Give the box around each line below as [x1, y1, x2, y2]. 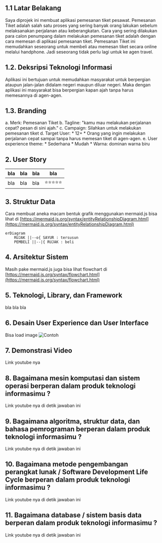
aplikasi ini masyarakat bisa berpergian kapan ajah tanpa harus [5, 87, 134, 93]
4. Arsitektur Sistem [5, 253, 68, 261]
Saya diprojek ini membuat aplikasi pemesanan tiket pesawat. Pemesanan [5, 17, 156, 23]
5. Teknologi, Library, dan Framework [5, 291, 122, 300]
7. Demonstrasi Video [5, 346, 73, 355]
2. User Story [5, 155, 47, 163]
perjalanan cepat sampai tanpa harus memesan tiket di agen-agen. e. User [5, 136, 158, 142]
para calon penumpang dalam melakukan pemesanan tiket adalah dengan [5, 33, 156, 39]
